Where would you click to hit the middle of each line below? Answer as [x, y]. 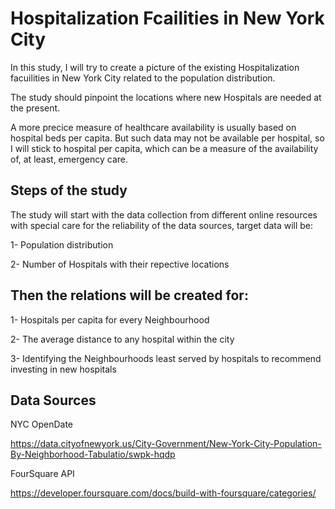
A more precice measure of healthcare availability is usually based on [153, 127]
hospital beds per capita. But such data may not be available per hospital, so [167, 138]
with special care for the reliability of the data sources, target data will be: [162, 225]
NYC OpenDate [42, 424]
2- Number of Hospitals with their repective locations [120, 264]
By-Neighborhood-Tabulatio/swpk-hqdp [93, 454]
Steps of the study [69, 190]
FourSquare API [42, 474]
